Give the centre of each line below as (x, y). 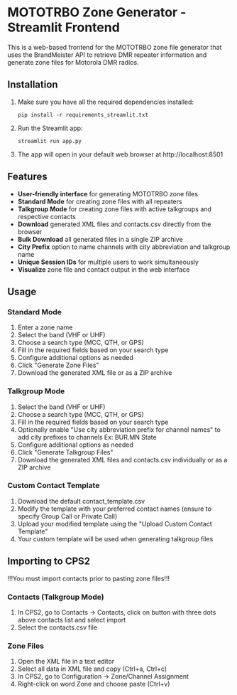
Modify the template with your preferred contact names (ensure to (114, 509)
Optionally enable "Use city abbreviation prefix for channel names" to (119, 429)
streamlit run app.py (49, 141)
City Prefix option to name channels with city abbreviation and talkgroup (124, 247)
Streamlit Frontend (64, 27)
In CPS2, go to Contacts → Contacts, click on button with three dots (117, 612)
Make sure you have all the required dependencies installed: (105, 102)
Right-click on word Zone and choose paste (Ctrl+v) (94, 684)
